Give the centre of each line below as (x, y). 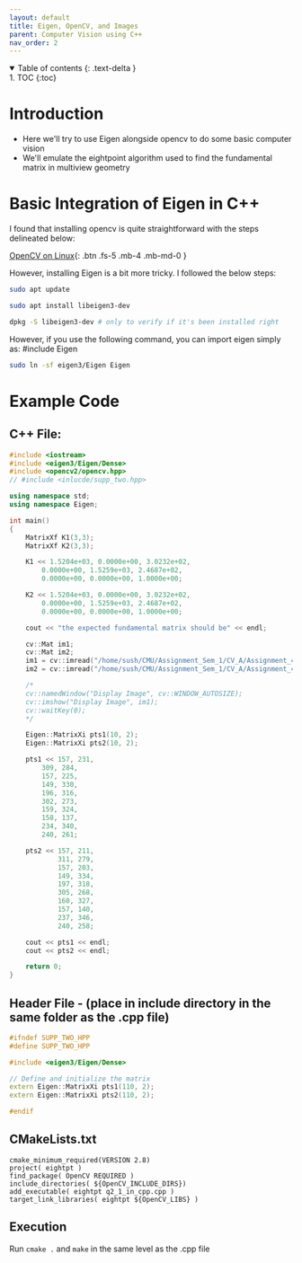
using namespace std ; (50, 496)
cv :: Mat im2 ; (50, 652)
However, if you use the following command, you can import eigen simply (145, 339)
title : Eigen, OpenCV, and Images (74, 26)
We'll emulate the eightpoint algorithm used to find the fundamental (147, 158)
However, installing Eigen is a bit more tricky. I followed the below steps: (143, 273)
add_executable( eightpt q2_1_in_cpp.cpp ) (92, 1191)
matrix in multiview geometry (76, 168)
